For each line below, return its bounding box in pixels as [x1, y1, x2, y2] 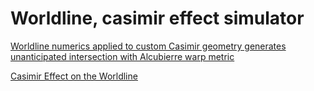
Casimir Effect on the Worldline [10, 70, 138, 82]
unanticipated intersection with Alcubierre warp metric [10, 50, 235, 62]
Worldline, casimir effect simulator [10, 7, 305, 30]
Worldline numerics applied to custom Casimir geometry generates [10, 40, 287, 52]
